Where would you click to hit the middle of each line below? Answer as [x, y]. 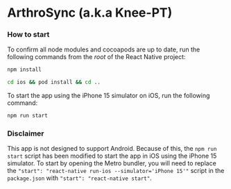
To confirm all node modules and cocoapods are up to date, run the [104, 49]
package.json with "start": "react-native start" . [80, 178]
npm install [24, 70]
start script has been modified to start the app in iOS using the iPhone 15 [112, 156]
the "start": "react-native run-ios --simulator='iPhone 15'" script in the [116, 171]
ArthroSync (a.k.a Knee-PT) [90, 13]
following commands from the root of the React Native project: [96, 57]
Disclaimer [26, 133]
